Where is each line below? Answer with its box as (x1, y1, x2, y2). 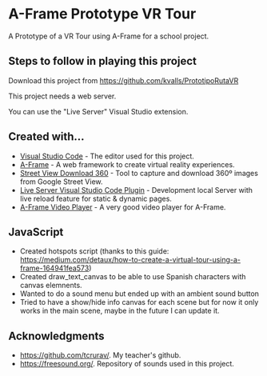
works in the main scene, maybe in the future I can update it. (19, 306, 220, 316)
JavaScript (8, 225, 64, 238)
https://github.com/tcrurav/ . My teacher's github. (19, 350, 181, 360)
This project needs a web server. (8, 91, 117, 101)
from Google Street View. (19, 177, 103, 186)
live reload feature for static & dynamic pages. (19, 194, 172, 203)
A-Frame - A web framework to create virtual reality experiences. (19, 159, 235, 169)
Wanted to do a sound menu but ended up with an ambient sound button (19, 289, 260, 298)
